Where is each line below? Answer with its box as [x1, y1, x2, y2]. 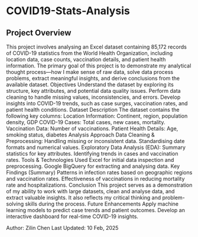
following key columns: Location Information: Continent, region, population [6, 112, 188, 119]
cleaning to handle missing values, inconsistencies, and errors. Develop [6, 93, 181, 100]
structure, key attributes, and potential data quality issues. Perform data [6, 87, 181, 94]
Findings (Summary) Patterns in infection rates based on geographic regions [6, 169, 193, 176]
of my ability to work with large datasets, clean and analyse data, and [6, 188, 175, 194]
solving [6, 200, 24, 207]
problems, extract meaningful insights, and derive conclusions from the [6, 75, 180, 82]
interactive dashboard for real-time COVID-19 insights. [6, 213, 139, 220]
